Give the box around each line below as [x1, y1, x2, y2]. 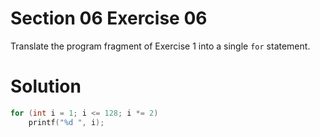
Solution [10, 75, 82, 98]
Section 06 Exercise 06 [10, 7, 208, 30]
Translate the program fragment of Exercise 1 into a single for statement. [10, 40, 311, 52]
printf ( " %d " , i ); [28, 117, 105, 127]
